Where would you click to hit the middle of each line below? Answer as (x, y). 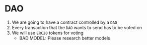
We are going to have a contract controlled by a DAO (64, 22)
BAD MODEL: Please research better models (65, 38)
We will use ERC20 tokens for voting (48, 33)
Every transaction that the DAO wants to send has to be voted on (77, 27)
